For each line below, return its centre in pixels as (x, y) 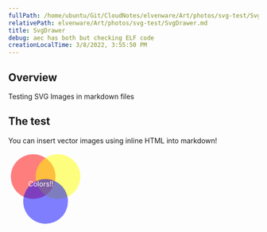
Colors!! (41, 184)
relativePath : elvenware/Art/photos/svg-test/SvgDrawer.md (108, 23)
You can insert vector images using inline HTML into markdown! (113, 141)
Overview (33, 77)
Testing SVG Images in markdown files (72, 96)
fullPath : (25, 15)
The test (29, 121)
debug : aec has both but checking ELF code (81, 38)
